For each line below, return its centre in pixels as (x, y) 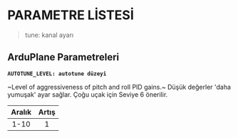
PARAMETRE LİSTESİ (71, 15)
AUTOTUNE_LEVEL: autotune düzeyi (57, 74)
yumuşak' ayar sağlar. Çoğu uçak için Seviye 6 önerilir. (88, 94)
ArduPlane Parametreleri (63, 57)
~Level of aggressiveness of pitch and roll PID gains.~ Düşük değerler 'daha (119, 87)
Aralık (21, 112)
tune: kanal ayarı (49, 35)
